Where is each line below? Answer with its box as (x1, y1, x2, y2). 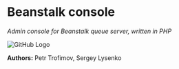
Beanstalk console (7, 4, 116, 20)
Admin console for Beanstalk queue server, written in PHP (7, 27, 172, 35)
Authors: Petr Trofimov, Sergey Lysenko (7, 53, 122, 62)
